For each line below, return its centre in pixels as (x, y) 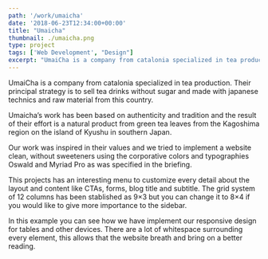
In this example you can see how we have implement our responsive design (132, 221)
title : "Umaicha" (37, 30)
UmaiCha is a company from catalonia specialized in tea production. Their (130, 82)
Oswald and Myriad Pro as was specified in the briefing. (100, 164)
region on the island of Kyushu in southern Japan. (90, 131)
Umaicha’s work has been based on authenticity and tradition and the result (132, 115)
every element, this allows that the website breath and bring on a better (126, 237)
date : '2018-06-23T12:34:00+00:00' (67, 23)
